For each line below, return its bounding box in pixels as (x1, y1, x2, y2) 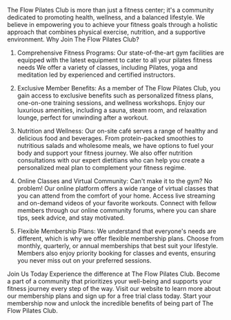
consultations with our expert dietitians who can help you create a (17, 156, 205, 164)
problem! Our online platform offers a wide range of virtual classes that (17, 185, 219, 192)
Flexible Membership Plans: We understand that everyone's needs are (17, 227, 217, 235)
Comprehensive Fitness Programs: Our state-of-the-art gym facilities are (17, 48, 224, 57)
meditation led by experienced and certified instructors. (17, 70, 176, 79)
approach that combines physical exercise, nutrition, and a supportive (7, 28, 205, 36)
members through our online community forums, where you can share (17, 207, 217, 214)
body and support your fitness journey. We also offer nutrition (17, 149, 193, 157)
